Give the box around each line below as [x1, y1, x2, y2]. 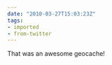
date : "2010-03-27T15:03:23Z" [7, 10, 97, 18]
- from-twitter [7, 30, 52, 37]
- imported [7, 23, 39, 30]
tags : [7, 17, 23, 24]
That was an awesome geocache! [7, 49, 106, 58]
